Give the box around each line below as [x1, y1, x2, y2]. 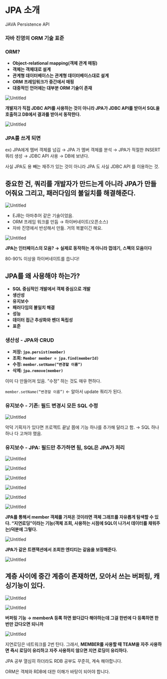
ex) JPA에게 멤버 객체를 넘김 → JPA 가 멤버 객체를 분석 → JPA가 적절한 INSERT [5, 147, 161, 153]
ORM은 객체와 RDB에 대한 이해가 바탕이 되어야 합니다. [5, 669, 110, 675]
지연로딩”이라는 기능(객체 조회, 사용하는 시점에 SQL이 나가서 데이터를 [14, 520, 148, 526]
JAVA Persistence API [5, 21, 50, 27]
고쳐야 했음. [19, 430, 42, 436]
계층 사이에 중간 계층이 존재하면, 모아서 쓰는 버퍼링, [5, 572, 153, 581]
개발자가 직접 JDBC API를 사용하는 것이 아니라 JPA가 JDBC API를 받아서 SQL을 [5, 105, 160, 111]
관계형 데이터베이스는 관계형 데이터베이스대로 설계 [12, 73, 109, 78]
